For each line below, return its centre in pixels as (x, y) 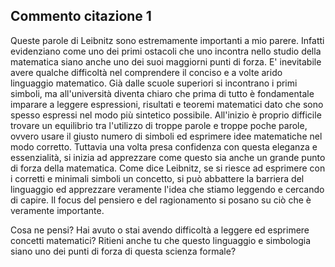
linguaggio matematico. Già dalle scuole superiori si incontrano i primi (154, 83)
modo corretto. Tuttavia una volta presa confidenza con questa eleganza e (164, 146)
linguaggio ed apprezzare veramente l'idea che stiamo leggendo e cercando (167, 189)
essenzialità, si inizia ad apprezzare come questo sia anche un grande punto (168, 157)
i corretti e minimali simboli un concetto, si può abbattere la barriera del (157, 178)
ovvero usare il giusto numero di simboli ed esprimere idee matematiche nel (166, 136)
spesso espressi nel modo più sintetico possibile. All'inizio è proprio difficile (166, 115)
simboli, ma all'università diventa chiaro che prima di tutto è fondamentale (162, 93)
